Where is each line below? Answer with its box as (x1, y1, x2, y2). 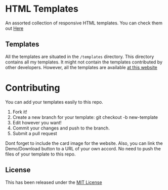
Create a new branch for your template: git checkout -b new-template (12, 114, 158, 120)
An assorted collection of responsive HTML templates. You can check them (5, 20, 163, 26)
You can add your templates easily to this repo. (5, 99, 104, 105)
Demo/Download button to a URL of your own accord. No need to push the (5, 145, 161, 151)
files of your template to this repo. (5, 151, 76, 157)
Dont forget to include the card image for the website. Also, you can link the (5, 140, 163, 146)
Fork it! (12, 109, 28, 115)
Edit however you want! (12, 119, 62, 125)
